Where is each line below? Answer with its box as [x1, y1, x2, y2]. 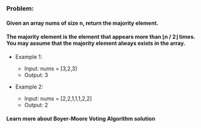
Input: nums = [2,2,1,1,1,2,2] [24, 95, 93, 102]
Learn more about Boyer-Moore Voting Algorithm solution [6, 115, 155, 123]
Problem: [6, 4, 34, 13]
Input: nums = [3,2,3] [24, 65, 77, 72]
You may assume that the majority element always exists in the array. [6, 39, 186, 47]
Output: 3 [24, 71, 49, 78]
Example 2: [15, 83, 44, 90]
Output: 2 [24, 101, 49, 109]
